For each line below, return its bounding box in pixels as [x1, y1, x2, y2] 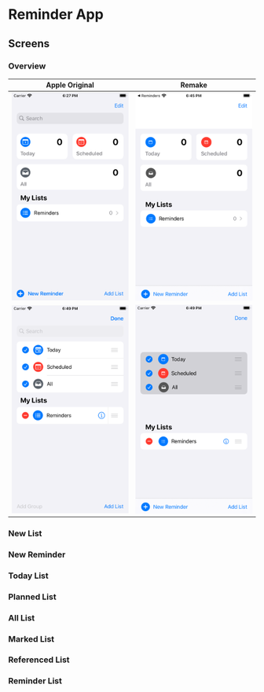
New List [8, 528, 42, 539]
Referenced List [8, 654, 70, 665]
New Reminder [8, 549, 66, 560]
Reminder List [8, 675, 63, 686]
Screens [8, 37, 49, 50]
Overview [8, 61, 46, 72]
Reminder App [8, 6, 104, 24]
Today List [8, 570, 49, 581]
